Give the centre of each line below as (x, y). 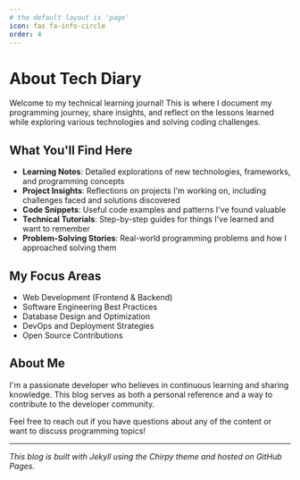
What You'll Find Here (71, 150)
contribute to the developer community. (82, 404)
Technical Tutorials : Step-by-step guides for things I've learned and (148, 219)
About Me (37, 363)
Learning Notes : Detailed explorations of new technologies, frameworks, (156, 172)
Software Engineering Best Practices (90, 307)
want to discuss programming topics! (77, 431)
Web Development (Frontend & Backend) (97, 297)
